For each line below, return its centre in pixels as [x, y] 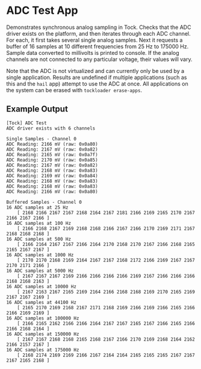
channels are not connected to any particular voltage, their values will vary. [99, 59]
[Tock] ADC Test [26, 123]
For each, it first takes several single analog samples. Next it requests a [94, 40]
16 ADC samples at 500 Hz [39, 239]
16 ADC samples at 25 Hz [37, 207]
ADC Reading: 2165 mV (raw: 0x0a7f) [52, 154]
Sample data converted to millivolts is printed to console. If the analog [93, 52]
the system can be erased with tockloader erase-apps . [74, 90]
